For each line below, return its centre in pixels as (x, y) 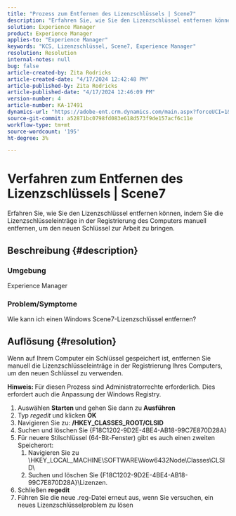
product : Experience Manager (50, 33)
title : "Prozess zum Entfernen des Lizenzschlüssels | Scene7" (102, 14)
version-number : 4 (34, 99)
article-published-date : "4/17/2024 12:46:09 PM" (81, 92)
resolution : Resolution (42, 53)
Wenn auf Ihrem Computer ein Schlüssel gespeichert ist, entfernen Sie (109, 358)
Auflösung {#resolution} (62, 341)
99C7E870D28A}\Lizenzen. (67, 482)
